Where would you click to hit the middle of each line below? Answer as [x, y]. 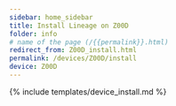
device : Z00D [33, 67]
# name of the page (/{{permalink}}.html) [89, 42]
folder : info [33, 34]
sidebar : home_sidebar [51, 17]
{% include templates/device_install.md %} [88, 91]
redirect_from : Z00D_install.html [73, 50]
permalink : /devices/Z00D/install [73, 58]
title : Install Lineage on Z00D [69, 26]
